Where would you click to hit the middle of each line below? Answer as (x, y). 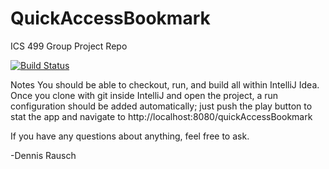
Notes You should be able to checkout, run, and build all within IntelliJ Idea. (165, 84)
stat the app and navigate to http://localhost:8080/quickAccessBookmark (161, 116)
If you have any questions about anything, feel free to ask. (130, 136)
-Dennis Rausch (43, 155)
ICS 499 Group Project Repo (69, 46)
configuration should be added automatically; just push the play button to (161, 106)
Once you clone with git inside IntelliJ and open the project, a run (144, 95)
